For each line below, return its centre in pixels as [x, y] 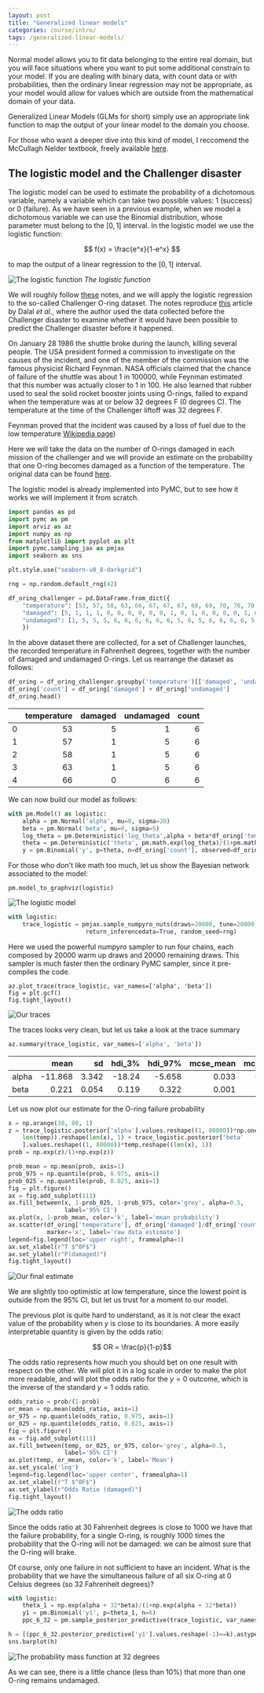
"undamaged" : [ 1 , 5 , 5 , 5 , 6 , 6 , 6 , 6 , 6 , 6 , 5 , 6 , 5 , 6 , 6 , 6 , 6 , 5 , [140, 620]
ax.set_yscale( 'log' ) [44, 1468]
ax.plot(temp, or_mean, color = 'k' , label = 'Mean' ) [91, 1460]
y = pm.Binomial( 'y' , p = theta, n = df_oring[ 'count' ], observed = [128, 850]
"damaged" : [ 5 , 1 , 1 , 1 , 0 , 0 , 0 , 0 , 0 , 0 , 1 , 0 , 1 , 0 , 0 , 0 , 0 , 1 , [137, 613]
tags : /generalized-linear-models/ [66, 37]
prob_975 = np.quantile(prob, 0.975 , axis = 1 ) [84, 1174]
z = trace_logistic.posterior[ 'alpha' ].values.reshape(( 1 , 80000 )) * [123, 1130]
